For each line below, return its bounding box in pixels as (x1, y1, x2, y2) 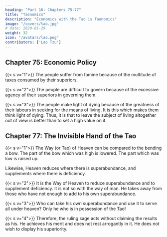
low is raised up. (5, 156, 39, 162)
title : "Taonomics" (5, 12, 46, 17)
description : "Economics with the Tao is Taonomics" (5, 16, 117, 21)
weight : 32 (5, 30, 28, 35)
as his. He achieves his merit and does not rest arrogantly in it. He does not (5, 221, 160, 227)
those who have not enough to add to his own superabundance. (5, 191, 137, 197)
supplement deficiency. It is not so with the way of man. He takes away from (5, 186, 162, 192)
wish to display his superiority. (5, 226, 68, 232)
